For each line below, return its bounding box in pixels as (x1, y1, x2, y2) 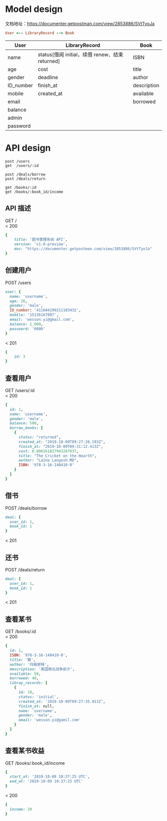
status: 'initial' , (18, 694, 59, 699)
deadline (38, 74, 58, 81)
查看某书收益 (5, 746, 45, 755)
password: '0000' (9, 326, 46, 331)
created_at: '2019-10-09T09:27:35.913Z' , (18, 699, 106, 704)
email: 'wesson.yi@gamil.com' (18, 717, 81, 723)
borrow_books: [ (9, 425, 43, 430)
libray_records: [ (9, 681, 48, 685)
